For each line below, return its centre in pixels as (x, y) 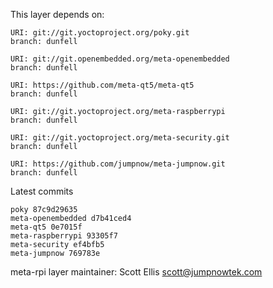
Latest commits (42, 191)
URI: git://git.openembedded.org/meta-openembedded (120, 59)
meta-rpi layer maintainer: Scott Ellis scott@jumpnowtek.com (136, 272)
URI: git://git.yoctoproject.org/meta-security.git (120, 138)
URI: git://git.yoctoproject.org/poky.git (100, 33)
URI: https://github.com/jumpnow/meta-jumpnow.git (118, 164)
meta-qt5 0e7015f (46, 227)
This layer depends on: (57, 14)
